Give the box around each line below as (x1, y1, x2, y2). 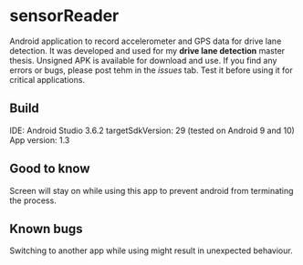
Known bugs (9, 220, 84, 237)
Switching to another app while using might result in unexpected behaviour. (9, 245, 294, 256)
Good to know (9, 161, 90, 177)
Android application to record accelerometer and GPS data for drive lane (9, 36, 282, 46)
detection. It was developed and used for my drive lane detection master (9, 45, 286, 56)
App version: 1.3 (9, 134, 70, 146)
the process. (9, 195, 57, 206)
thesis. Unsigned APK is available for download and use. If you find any (9, 55, 277, 66)
